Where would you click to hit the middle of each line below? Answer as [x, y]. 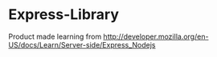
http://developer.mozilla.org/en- [156, 36]
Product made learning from [55, 36]
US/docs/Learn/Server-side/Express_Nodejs [82, 44]
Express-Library [63, 15]
